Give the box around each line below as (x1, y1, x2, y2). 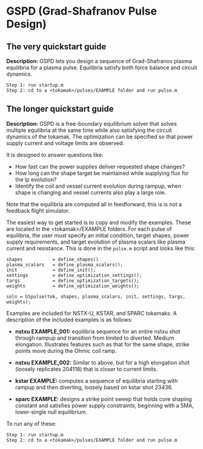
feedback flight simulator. (6, 207, 70, 214)
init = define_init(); (6, 267, 96, 273)
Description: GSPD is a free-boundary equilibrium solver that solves (6, 120, 177, 127)
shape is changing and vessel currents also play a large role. (15, 188, 167, 196)
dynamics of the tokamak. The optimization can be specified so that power (6, 132, 193, 140)
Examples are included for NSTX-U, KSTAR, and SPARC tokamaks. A (6, 309, 177, 317)
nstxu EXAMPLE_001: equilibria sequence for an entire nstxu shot (15, 327, 181, 335)
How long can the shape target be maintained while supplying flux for (15, 169, 189, 177)
